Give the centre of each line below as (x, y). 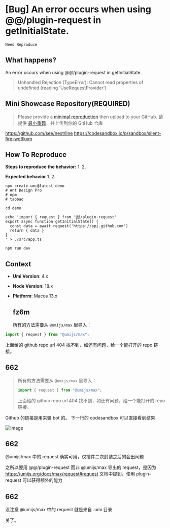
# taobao (14, 200)
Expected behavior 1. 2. (30, 177)
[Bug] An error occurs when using (78, 9)
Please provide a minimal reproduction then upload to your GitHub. (87, 117)
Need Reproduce (21, 44)
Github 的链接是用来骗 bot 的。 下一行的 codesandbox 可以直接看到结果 (80, 418)
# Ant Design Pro (24, 190)
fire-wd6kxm (19, 138)
